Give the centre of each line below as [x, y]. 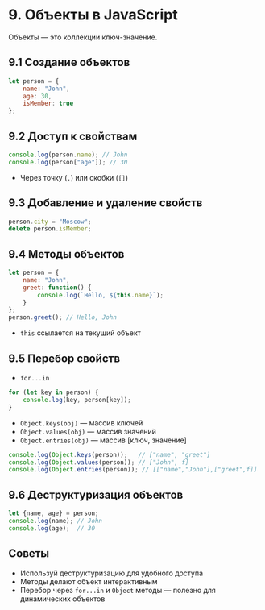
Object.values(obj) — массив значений [88, 431]
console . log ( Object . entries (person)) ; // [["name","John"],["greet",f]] [133, 470]
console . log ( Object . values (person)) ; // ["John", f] [99, 462]
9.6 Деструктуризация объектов [96, 494]
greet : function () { [57, 288]
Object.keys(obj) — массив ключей [81, 423]
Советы [29, 554]
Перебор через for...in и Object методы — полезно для [118, 590]
